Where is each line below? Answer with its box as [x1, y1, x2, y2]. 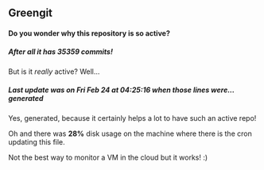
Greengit [8, 6, 53, 20]
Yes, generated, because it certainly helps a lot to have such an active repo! [8, 113, 257, 122]
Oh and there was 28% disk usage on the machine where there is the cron [8, 129, 252, 138]
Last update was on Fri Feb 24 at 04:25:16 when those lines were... [8, 85, 235, 95]
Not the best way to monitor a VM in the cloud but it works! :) [8, 153, 208, 162]
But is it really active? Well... [8, 67, 100, 76]
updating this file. [8, 137, 65, 146]
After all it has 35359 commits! [8, 47, 114, 56]
